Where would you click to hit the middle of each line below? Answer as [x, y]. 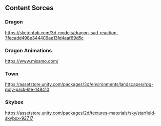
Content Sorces [29, 8]
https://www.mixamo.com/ [32, 61]
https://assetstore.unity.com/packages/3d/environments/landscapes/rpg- [79, 84]
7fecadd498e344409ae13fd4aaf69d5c [44, 38]
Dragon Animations [29, 50]
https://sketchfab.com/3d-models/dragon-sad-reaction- [62, 32]
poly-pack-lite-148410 [27, 89]
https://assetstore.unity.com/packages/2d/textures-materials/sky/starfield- [80, 113]
